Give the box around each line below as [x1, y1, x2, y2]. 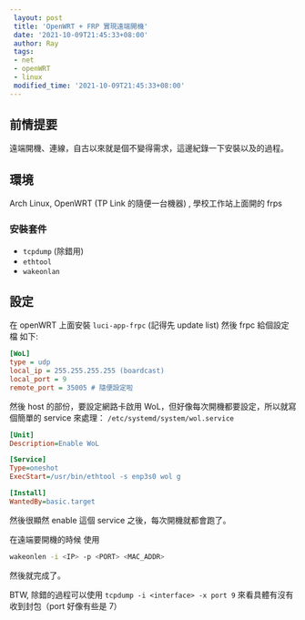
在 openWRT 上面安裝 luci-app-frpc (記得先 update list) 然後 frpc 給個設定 [9, 320, 290, 330]
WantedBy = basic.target [9, 497, 96, 506]
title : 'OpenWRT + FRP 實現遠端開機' [13, 22, 148, 31]
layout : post [13, 13, 64, 23]
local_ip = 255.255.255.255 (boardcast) [9, 366, 166, 376]
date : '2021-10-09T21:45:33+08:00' [13, 30, 148, 39]
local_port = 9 [9, 374, 67, 383]
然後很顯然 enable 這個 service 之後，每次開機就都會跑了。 [9, 514, 231, 525]
